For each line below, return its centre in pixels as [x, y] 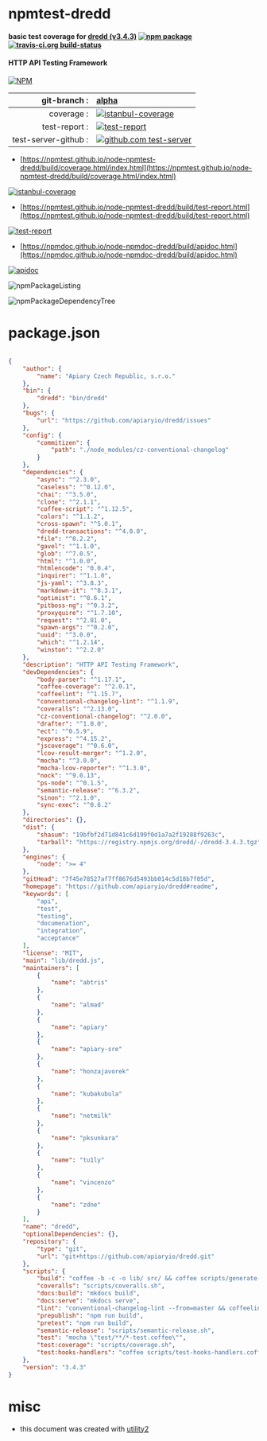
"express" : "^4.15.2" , [74, 738]
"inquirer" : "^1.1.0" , [74, 576]
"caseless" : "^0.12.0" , [76, 487]
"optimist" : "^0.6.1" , [74, 598]
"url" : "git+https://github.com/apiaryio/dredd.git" [126, 1256]
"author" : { [42, 368]
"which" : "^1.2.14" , [71, 643]
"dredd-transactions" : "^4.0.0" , [92, 532]
